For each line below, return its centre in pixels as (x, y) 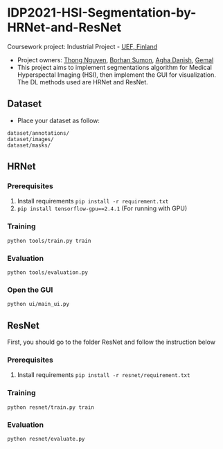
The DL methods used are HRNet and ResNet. (83, 82)
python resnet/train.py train (51, 407)
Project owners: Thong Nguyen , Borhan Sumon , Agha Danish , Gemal (115, 59)
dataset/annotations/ (38, 133)
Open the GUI (30, 290)
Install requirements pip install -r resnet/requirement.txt (104, 375)
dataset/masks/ (29, 145)
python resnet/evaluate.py (46, 439)
